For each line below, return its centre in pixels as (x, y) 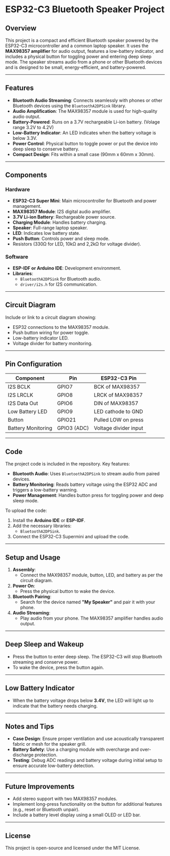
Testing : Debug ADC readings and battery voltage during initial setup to (88, 760)
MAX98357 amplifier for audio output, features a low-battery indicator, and (84, 51)
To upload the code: (26, 511)
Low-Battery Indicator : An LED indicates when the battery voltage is (84, 133)
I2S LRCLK (21, 395)
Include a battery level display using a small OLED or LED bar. (77, 815)
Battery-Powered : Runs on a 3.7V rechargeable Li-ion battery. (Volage (86, 122)
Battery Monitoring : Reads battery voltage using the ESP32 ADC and (85, 484)
